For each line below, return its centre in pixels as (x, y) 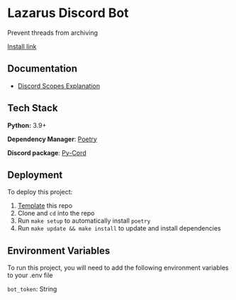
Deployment (35, 175)
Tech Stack (33, 108)
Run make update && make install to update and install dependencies (119, 228)
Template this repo (45, 206)
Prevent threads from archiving (52, 33)
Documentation (43, 69)
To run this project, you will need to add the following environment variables (118, 268)
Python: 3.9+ (27, 125)
